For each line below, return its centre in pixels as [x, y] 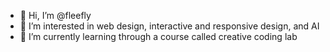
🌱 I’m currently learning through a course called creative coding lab [158, 36]
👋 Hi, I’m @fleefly [55, 15]
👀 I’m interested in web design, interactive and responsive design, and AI [169, 26]
